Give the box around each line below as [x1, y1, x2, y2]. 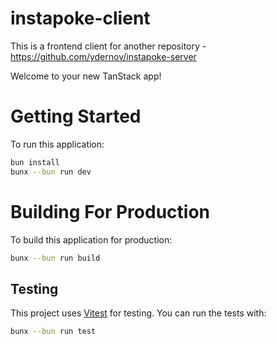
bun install [10, 157, 60, 167]
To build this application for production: [10, 233, 173, 246]
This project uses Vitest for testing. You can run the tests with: [10, 307, 267, 319]
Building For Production [10, 200, 210, 223]
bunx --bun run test [10, 327, 97, 337]
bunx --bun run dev [10, 167, 92, 177]
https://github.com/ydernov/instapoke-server [10, 50, 197, 62]
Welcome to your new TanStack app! [10, 70, 162, 82]
